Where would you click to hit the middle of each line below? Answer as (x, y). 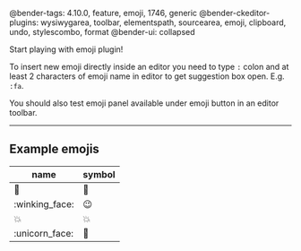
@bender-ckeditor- (235, 13)
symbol (99, 174)
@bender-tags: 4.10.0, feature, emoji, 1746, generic (103, 13)
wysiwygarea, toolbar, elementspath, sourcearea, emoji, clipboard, (163, 22)
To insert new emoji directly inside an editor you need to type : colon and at (149, 67)
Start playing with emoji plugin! (66, 49)
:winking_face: (44, 203)
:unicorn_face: (44, 233)
